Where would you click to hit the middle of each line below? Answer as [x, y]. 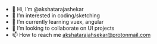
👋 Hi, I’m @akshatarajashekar [48, 9]
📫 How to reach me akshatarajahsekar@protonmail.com [81, 35]
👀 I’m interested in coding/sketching [56, 15]
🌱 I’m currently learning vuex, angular [58, 22]
